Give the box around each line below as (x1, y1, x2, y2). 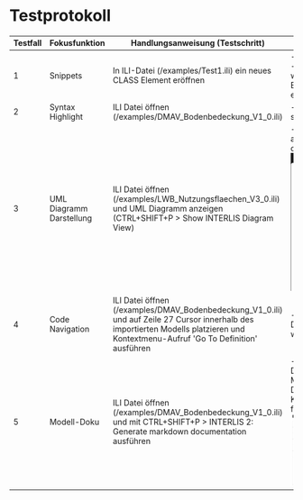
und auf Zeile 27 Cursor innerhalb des (112, 314, 254, 325)
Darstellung (49, 213, 93, 223)
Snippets (49, 69, 83, 81)
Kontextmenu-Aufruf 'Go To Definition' (112, 333, 258, 344)
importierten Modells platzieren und (112, 323, 245, 334)
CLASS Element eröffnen (112, 75, 206, 86)
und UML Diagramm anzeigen (112, 204, 224, 214)
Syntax (49, 101, 76, 113)
